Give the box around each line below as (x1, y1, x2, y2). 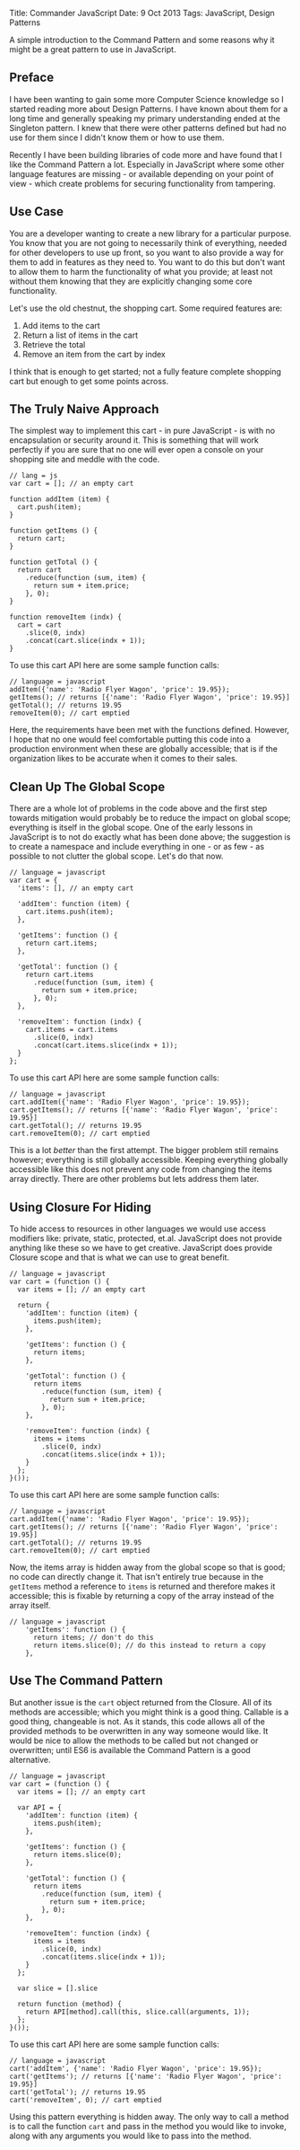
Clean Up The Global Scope (9, 779, 166, 794)
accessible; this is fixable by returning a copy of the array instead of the (9, 1590, 275, 1601)
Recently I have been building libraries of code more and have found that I (9, 149, 282, 160)
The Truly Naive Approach (9, 401, 159, 417)
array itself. (9, 1600, 51, 1611)
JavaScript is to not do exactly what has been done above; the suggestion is (9, 832, 291, 842)
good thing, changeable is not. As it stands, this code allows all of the (9, 1715, 266, 1727)
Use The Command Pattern (9, 1673, 164, 1688)
